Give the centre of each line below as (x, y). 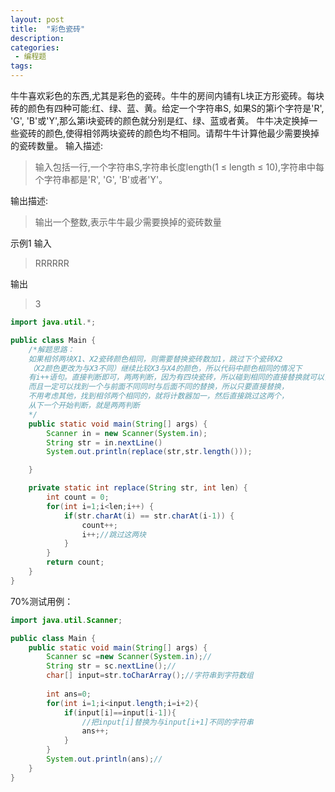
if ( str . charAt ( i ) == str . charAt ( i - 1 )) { (149, 516)
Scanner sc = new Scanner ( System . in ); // (129, 657)
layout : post (37, 19)
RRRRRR (52, 263)
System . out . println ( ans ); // (104, 759)
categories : (35, 47)
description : (37, 38)
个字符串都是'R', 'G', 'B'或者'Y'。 (101, 179)
